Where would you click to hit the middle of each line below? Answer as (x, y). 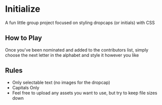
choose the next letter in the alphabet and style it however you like (72, 55)
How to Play (24, 38)
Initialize (23, 9)
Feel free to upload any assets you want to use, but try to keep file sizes (85, 93)
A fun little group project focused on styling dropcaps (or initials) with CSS (80, 23)
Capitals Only (26, 87)
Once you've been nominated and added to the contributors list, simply (77, 50)
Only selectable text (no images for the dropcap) (61, 82)
